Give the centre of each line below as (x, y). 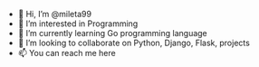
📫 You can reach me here (67, 53)
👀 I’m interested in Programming (78, 24)
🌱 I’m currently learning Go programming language (113, 33)
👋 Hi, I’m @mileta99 (55, 14)
